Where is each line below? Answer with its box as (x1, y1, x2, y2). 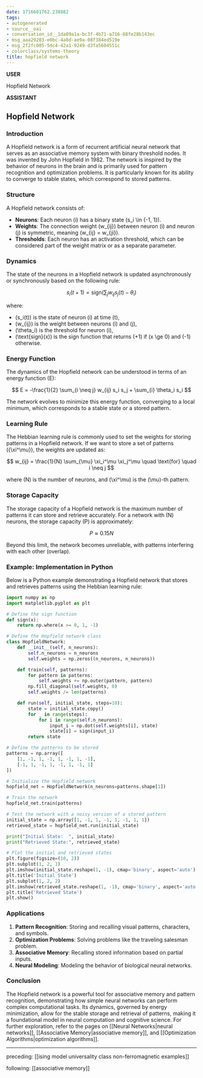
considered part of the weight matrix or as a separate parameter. (14, 241, 176, 249)
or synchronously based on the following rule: (6, 276, 121, 284)
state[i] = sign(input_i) (49, 728, 115, 734)
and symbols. (14, 929, 49, 936)
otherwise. (14, 339, 42, 347)
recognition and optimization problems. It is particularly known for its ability (6, 169, 194, 176)
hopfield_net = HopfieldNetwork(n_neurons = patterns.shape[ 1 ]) (6, 784, 166, 790)
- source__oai (6, 25, 42, 32)
